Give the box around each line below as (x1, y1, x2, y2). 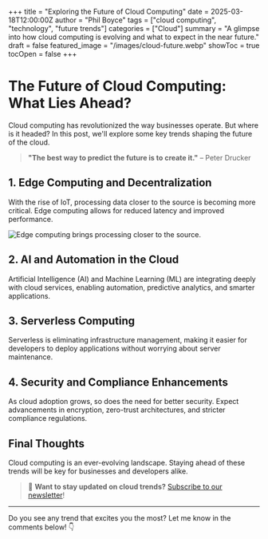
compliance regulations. (8, 414, 88, 423)
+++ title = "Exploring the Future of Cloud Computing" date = (8, 7, 210, 16)
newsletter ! (27, 490, 65, 500)
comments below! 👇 (8, 522, 75, 532)
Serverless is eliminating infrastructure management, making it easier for (8, 335, 247, 345)
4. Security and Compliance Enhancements (8, 375, 229, 389)
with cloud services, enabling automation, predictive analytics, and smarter (8, 283, 255, 292)
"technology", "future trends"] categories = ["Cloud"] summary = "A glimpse (8, 24, 260, 33)
